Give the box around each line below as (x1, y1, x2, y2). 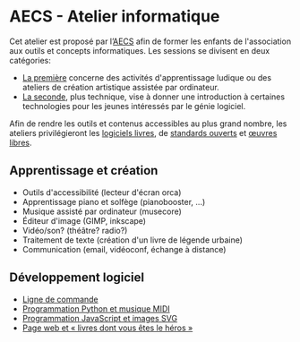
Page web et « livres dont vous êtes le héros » (21, 322, 193, 333)
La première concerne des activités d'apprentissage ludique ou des (21, 72, 271, 82)
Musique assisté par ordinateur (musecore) (21, 206, 182, 217)
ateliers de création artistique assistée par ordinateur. (21, 81, 219, 92)
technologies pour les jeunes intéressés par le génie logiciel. (21, 100, 246, 111)
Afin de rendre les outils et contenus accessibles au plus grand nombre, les (9, 118, 287, 129)
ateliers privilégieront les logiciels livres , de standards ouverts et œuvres (9, 127, 278, 138)
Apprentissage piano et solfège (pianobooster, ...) (21, 196, 206, 207)
